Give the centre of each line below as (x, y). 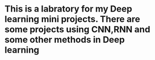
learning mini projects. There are (72, 19)
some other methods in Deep (65, 40)
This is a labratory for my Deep (68, 9)
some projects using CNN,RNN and (77, 30)
